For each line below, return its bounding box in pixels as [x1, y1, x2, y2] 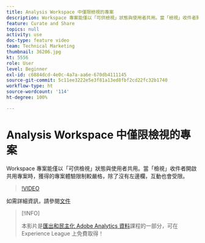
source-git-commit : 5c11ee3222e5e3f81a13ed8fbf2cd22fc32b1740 [6, 77, 168, 83]
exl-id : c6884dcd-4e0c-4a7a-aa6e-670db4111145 [6, 72, 127, 78]
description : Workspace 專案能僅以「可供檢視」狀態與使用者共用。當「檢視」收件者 [6, 15, 196, 21]
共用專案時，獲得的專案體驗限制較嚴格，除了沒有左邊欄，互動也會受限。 [6, 172, 188, 179]
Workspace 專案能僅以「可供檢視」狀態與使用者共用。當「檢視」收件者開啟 [6, 165, 197, 172]
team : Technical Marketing [6, 43, 75, 50]
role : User [6, 60, 34, 66]
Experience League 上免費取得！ [21, 230, 104, 237]
